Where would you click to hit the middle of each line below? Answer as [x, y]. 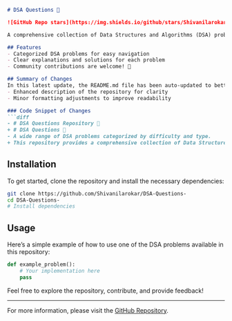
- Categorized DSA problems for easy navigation [78, 54]
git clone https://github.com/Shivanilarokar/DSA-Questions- [97, 193]
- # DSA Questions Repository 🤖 [54, 124]
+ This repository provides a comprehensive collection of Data [101, 143]
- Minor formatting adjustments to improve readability [89, 98]
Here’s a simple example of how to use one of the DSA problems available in [116, 244]
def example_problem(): [41, 265]
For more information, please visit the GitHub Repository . [88, 310]
